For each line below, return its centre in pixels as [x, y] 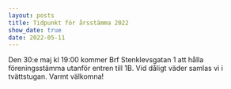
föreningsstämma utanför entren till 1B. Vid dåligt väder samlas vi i [116, 69]
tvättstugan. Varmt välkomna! [56, 76]
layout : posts [32, 15]
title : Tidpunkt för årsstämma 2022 [68, 23]
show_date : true [35, 30]
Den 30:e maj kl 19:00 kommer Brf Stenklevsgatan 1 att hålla [106, 60]
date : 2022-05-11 [37, 37]
